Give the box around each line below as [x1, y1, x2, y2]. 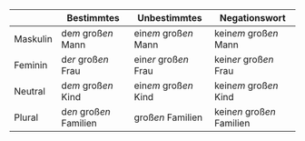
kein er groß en [214, 54, 274, 65]
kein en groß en [214, 106, 276, 117]
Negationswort [219, 12, 286, 24]
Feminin [14, 59, 48, 71]
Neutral [14, 86, 45, 97]
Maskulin [14, 33, 53, 45]
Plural [14, 111, 39, 124]
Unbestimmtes [137, 12, 202, 24]
